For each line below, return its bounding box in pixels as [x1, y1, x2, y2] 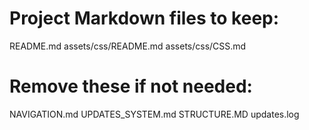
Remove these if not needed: [9, 75, 253, 98]
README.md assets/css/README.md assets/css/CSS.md [9, 40, 247, 52]
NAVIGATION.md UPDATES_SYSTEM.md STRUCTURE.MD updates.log [9, 108, 300, 120]
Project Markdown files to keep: [9, 7, 280, 30]
